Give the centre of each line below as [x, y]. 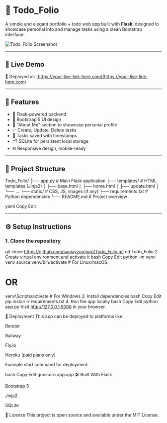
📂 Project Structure [35, 169]
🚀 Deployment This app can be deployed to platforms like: [64, 316]
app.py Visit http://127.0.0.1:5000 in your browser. [55, 307]
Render [13, 326]
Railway [13, 336]
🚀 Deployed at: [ [22, 76]
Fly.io [11, 345]
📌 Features [22, 102]
